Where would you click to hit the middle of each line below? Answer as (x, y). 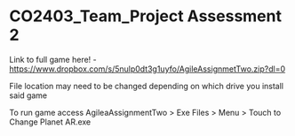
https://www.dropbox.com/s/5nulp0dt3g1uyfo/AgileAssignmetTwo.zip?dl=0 (147, 69)
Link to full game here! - (53, 59)
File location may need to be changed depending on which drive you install (147, 86)
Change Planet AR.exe (50, 122)
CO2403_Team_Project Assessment (146, 16)
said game (28, 95)
